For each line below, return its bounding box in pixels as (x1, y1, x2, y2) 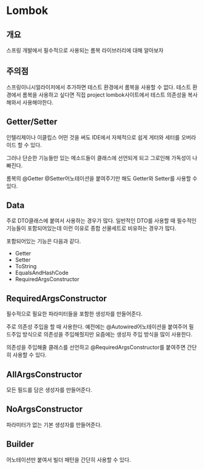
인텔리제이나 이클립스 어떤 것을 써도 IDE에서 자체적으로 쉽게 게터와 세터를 (6, 133, 180, 141)
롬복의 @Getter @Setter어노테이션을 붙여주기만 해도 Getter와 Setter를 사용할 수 (6, 175, 198, 182)
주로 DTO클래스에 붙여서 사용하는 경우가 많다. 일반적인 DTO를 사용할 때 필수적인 (6, 217, 197, 224)
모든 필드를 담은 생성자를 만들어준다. (6, 386, 92, 394)
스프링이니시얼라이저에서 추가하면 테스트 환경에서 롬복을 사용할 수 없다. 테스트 (6, 83, 191, 91)
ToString (15, 263, 37, 270)
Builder (6, 439, 35, 450)
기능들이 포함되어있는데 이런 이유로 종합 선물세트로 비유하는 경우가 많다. (6, 224, 177, 232)
